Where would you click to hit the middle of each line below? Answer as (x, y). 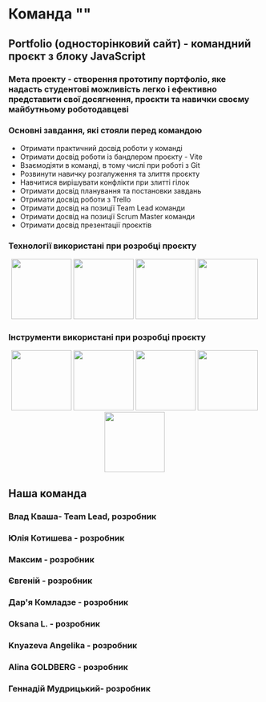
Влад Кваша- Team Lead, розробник (83, 516)
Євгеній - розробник (50, 581)
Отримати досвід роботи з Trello (75, 199)
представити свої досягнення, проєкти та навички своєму (129, 99)
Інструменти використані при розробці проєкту (107, 337)
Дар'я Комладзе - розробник (69, 602)
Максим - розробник (51, 559)
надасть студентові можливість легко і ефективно (113, 89)
